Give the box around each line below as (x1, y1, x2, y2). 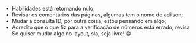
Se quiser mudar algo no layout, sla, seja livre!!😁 (11, 30, 132, 37)
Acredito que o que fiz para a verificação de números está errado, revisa (11, 24, 190, 31)
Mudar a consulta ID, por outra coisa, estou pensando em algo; (11, 18, 166, 24)
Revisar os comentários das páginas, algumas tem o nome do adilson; (11, 11, 183, 18)
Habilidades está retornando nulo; (11, 5, 95, 12)
